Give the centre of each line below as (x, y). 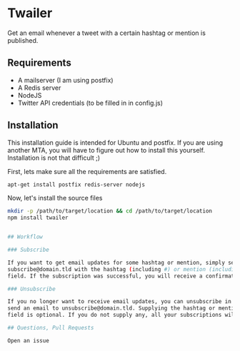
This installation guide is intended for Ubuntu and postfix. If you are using (115, 142)
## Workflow (25, 237)
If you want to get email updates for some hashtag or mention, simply (116, 263)
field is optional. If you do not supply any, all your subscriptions (115, 315)
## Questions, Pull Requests (51, 328)
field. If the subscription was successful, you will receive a (105, 276)
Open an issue (29, 340)
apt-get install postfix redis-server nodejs (76, 184)
